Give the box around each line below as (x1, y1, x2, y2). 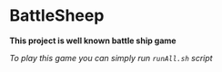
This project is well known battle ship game (9, 35, 177, 46)
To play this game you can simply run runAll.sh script (9, 52, 213, 63)
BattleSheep (9, 5, 105, 26)
